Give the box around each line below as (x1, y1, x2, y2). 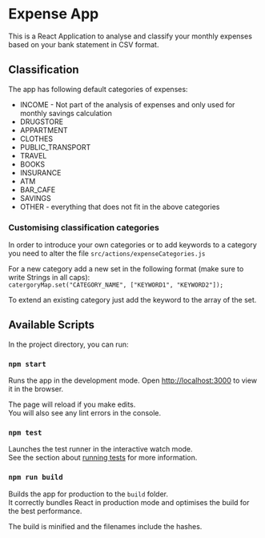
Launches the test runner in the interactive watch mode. (8, 444, 194, 454)
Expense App (8, 5, 99, 23)
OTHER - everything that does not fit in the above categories (19, 202, 220, 211)
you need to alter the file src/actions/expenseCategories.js (8, 249, 206, 259)
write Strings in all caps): (8, 273, 90, 283)
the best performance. (8, 506, 82, 516)
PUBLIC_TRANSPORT (19, 142, 91, 152)
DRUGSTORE (19, 117, 64, 126)
